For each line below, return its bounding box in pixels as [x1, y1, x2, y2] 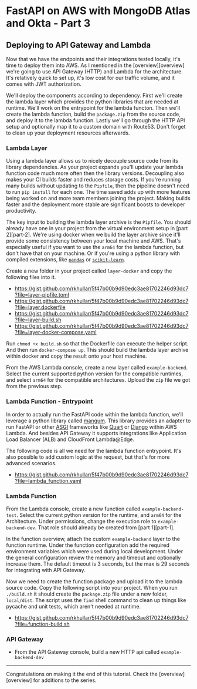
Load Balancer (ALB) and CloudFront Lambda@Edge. [6, 436, 135, 443]
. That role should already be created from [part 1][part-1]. [35, 524, 175, 531]
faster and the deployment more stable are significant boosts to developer [6, 201, 185, 208]
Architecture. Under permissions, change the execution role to [6, 517, 157, 525]
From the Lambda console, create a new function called [6, 505, 141, 512]
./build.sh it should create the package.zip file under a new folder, [6, 590, 168, 597]
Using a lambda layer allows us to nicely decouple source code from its [6, 157, 179, 164]
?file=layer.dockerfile [14, 304, 66, 311]
